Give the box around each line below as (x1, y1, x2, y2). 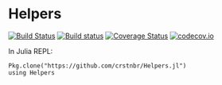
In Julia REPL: (8, 46, 53, 56)
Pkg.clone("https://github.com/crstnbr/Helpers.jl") (8, 61, 187, 70)
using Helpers (8, 68, 56, 76)
